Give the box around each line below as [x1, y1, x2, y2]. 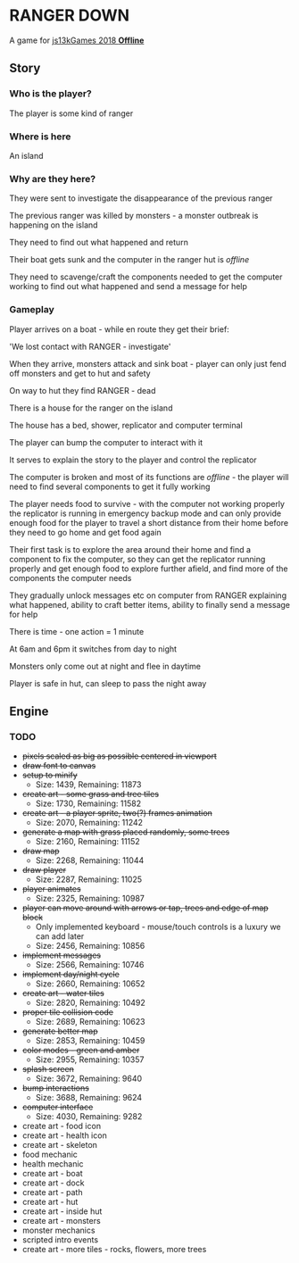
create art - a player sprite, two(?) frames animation [21, 808, 212, 818]
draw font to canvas [21, 760, 96, 771]
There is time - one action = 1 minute [9, 626, 145, 636]
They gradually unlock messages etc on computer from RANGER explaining [9, 590, 287, 601]
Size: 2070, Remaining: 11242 [35, 818, 144, 828]
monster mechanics [21, 1225, 96, 1236]
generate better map [21, 1026, 98, 1036]
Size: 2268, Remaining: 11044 [35, 855, 145, 866]
